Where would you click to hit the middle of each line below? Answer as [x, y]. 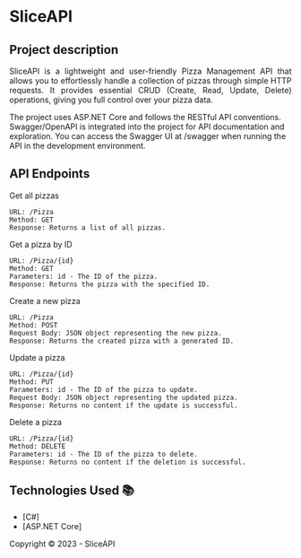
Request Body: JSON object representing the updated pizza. [124, 397]
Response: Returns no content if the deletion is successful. [128, 462]
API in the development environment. [77, 146]
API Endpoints [50, 174]
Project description [64, 50]
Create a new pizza [45, 301]
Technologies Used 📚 [72, 491]
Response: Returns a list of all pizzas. [88, 227]
